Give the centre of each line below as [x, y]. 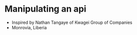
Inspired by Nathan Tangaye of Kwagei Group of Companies [72, 22]
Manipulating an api [45, 9]
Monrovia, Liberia [29, 27]
